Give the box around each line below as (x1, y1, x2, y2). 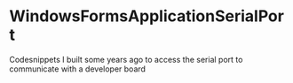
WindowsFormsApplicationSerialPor (9, 6, 284, 26)
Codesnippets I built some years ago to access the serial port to (9, 54, 243, 64)
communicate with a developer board (9, 64, 146, 74)
